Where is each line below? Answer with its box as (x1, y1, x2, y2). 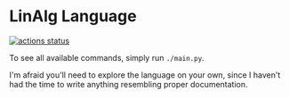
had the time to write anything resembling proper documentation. (9, 79, 248, 89)
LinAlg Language (9, 6, 137, 26)
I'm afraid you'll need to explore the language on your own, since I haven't (9, 69, 281, 80)
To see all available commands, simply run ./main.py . (9, 52, 205, 63)
